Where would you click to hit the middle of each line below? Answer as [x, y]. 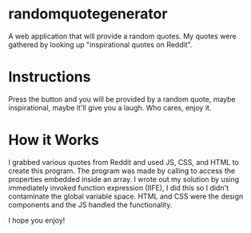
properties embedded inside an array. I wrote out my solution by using [124, 179]
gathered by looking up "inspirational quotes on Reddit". [100, 44]
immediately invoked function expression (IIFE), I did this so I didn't [119, 187]
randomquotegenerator [88, 14]
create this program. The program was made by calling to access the [122, 171]
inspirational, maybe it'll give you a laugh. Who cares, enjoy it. [110, 107]
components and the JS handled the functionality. [90, 204]
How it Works [54, 140]
